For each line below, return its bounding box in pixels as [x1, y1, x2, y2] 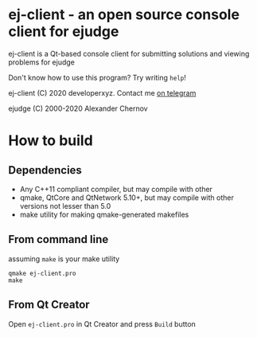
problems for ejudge [8, 57, 76, 67]
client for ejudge [8, 22, 119, 41]
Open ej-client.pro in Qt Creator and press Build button [8, 319, 197, 328]
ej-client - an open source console [8, 6, 240, 24]
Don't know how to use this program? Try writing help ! [8, 72, 187, 82]
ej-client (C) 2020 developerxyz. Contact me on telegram [8, 88, 197, 97]
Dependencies [8, 163, 82, 177]
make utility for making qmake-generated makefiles [19, 210, 189, 219]
